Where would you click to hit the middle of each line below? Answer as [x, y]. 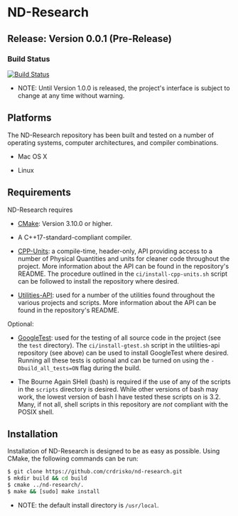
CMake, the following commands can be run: [73, 458]
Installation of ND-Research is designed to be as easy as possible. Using [114, 451]
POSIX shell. [36, 412]
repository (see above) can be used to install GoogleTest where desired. [123, 353]
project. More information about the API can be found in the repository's [123, 266]
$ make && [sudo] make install [54, 491]
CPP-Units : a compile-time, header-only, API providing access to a [115, 251]
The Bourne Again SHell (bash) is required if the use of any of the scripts [124, 382]
